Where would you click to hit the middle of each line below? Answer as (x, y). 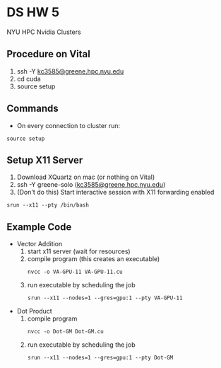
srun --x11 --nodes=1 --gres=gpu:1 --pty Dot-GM (100, 358)
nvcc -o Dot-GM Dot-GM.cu (65, 332)
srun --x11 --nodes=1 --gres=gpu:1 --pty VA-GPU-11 (105, 298)
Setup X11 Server (45, 160)
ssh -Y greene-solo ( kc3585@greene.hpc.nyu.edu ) (91, 185)
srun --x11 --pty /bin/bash (48, 205)
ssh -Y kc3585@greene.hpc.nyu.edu (70, 71)
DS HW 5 (33, 12)
